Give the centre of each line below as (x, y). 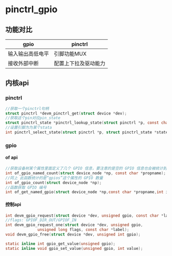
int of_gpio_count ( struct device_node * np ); (53, 182)
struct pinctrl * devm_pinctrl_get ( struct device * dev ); (66, 113)
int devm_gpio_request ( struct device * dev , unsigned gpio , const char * (84, 216)
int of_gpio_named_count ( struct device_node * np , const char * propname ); (86, 173)
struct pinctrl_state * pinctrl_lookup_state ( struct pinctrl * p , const (82, 123)
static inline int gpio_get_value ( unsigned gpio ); (60, 244)
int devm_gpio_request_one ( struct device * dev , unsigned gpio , (74, 225)
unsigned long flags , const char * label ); (83, 230)
